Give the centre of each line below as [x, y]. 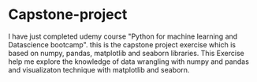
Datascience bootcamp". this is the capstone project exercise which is [122, 44]
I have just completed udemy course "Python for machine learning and [123, 36]
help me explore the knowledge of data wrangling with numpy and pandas [129, 61]
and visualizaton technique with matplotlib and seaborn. [99, 69]
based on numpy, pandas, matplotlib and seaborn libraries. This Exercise [126, 53]
